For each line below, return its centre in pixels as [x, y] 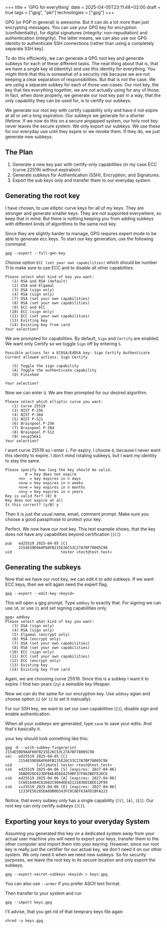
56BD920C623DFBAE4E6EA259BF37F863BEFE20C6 [63, 774]
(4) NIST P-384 [27, 415]
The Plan [19, 152]
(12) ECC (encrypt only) [35, 661]
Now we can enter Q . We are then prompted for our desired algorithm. [77, 393]
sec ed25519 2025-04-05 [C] [37, 757]
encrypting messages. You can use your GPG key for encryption [71, 27]
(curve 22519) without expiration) [46, 169]
